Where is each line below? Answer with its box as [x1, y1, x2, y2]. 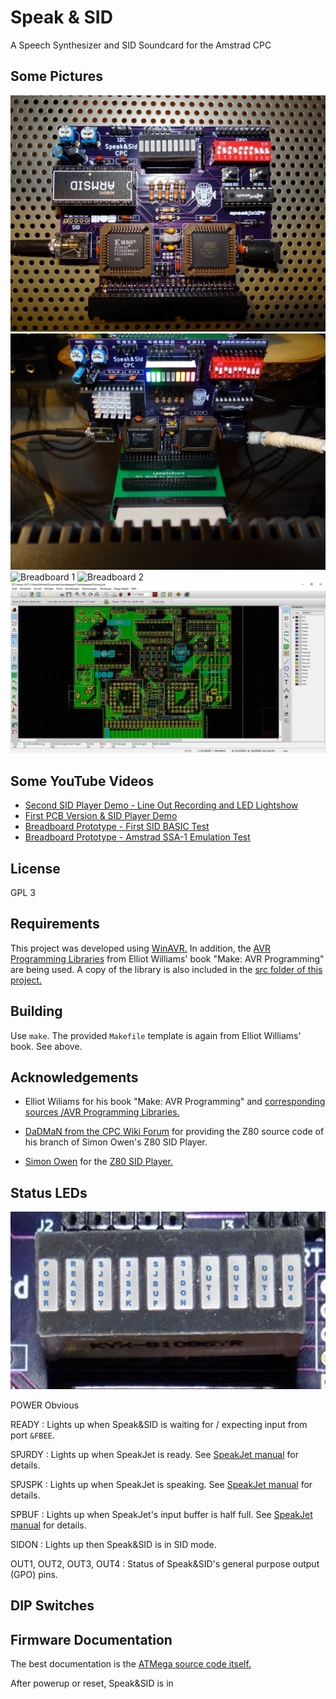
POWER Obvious [10, 1399, 80, 1411]
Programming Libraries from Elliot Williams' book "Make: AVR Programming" [10, 952, 325, 965]
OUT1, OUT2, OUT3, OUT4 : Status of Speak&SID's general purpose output [10, 1557, 320, 1570]
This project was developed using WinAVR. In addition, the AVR [10, 942, 271, 954]
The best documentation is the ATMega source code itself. [10, 1658, 252, 1670]
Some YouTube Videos [10, 772, 155, 790]
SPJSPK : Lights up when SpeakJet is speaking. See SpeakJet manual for [10, 1478, 313, 1490]
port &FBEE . [10, 1429, 55, 1441]
